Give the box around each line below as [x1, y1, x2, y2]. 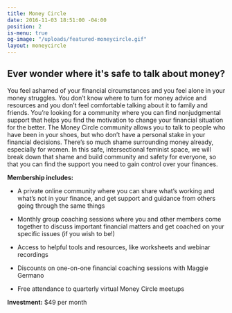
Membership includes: [7, 173, 74, 181]
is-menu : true [7, 29, 48, 37]
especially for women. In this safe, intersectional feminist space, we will [7, 145, 211, 153]
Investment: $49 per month [7, 298, 87, 306]
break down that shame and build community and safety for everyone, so [7, 152, 217, 161]
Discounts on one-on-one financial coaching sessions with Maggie [17, 264, 209, 272]
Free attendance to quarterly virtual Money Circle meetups [17, 285, 185, 293]
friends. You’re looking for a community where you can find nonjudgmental [7, 108, 222, 116]
